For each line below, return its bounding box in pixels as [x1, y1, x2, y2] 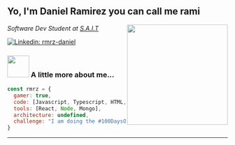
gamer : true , [13, 92, 52, 99]
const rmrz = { [7, 86, 52, 93]
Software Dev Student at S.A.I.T [7, 24, 99, 32]
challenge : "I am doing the [13, 118, 96, 125]
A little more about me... [30, 70, 115, 79]
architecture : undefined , [13, 112, 90, 119]
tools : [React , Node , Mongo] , [13, 105, 101, 112]
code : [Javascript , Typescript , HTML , [13, 98, 127, 105]
